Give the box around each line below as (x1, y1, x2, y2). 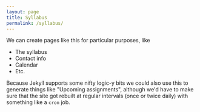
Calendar (15, 61, 38, 68)
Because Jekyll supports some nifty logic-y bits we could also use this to (6, 79, 188, 87)
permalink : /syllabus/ (6, 20, 64, 26)
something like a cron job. (6, 99, 71, 106)
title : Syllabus (6, 15, 47, 21)
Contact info (15, 55, 47, 62)
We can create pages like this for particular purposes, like (6, 37, 150, 44)
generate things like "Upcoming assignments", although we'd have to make (6, 86, 194, 93)
